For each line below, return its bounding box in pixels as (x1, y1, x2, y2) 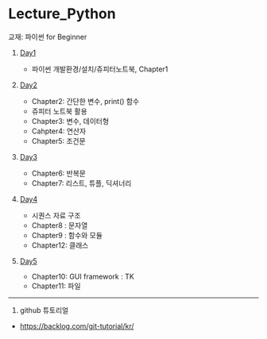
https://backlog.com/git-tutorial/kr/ (19, 321, 134, 330)
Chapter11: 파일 (31, 281, 81, 291)
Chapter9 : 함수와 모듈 (31, 230, 103, 240)
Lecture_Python (8, 5, 117, 23)
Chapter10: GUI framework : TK (31, 272, 135, 281)
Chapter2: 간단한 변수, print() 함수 (31, 96, 140, 106)
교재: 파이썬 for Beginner (8, 32, 87, 41)
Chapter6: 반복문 (31, 168, 86, 178)
